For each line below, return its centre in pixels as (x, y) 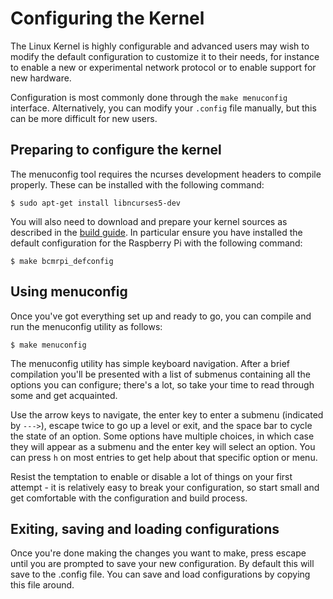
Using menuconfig (69, 292)
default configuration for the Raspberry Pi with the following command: (156, 243)
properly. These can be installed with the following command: (137, 184)
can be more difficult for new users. (84, 118)
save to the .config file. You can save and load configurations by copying (160, 574)
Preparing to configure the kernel (116, 150)
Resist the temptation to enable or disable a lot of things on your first (151, 476)
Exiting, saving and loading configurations (145, 528)
